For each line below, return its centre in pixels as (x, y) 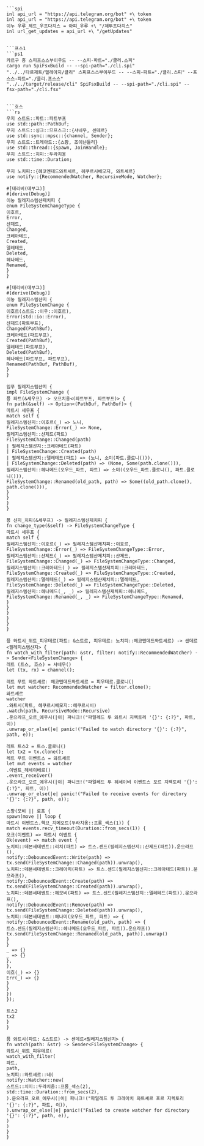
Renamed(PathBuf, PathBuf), (42, 364)
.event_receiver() (30, 776)
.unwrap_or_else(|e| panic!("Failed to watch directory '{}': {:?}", (97, 729)
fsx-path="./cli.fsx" (34, 89)
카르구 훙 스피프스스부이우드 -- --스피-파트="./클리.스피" (71, 61)
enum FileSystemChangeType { (43, 206)
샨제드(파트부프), (25, 323)
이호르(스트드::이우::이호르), (39, 312)
